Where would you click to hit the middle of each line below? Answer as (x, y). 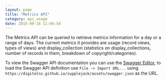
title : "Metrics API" (28, 14)
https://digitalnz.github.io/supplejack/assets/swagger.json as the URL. (82, 73)
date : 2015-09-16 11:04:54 (33, 23)
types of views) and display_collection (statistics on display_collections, (78, 48)
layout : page (19, 10)
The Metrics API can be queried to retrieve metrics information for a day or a (83, 38)
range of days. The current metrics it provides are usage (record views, (78, 43)
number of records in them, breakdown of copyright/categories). (71, 53)
